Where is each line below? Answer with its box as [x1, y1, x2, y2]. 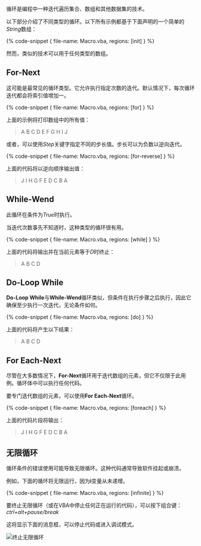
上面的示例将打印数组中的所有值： [6, 116, 90, 123]
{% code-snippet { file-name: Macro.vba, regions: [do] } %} [6, 314, 154, 321]
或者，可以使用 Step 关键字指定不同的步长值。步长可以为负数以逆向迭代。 [6, 140, 185, 148]
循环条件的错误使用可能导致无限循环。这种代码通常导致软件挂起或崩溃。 [6, 464, 184, 472]
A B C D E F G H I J [20, 128, 68, 135]
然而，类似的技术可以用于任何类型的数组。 [6, 50, 111, 57]
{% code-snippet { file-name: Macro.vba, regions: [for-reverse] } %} [6, 152, 175, 160]
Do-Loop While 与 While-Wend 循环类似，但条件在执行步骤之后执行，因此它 [6, 294, 191, 301]
